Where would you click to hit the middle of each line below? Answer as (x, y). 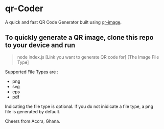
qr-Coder (24, 9)
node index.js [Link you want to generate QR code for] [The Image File (88, 57)
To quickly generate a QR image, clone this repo (79, 38)
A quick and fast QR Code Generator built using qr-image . (63, 22)
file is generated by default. (33, 111)
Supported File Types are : (32, 72)
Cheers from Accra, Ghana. (33, 121)
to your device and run (40, 45)
